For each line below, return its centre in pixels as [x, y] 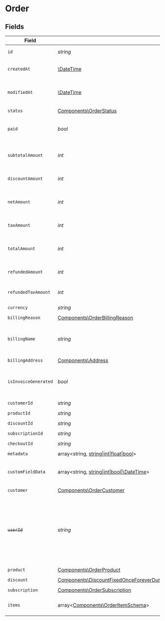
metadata [18, 453]
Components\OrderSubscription [95, 590]
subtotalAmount [25, 155]
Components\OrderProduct [89, 569]
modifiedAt [20, 92]
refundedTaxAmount [29, 292]
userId [15, 530]
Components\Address [83, 360]
